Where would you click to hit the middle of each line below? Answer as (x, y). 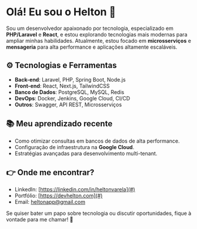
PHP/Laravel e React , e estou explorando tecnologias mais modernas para (97, 34)
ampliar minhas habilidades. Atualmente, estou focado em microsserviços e (98, 41)
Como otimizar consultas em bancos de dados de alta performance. (97, 141)
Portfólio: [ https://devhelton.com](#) (59, 196)
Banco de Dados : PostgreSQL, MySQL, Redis (69, 92)
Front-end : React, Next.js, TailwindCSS (62, 86)
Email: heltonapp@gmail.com (50, 202)
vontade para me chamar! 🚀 (40, 220)
